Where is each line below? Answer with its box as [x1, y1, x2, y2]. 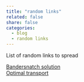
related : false [6, 14, 43, 20]
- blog [11, 30, 28, 36]
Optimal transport [6, 70, 49, 76]
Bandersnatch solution [6, 63, 61, 70]
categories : [6, 25, 35, 31]
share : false [6, 19, 38, 25]
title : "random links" [6, 8, 62, 15]
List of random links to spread [6, 52, 78, 59]
